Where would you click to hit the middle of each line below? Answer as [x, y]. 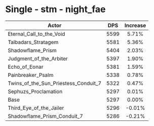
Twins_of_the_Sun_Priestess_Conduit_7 [55, 83]
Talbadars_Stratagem [33, 42]
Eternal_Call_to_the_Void [36, 34]
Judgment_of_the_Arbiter [38, 58]
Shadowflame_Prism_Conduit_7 [46, 116]
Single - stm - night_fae [55, 9]
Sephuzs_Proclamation [35, 91]
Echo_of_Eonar [26, 67]
